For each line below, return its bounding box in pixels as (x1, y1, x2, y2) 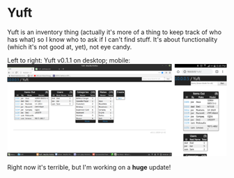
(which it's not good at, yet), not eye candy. (7, 42, 132, 51)
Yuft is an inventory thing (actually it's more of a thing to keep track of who (7, 28, 221, 36)
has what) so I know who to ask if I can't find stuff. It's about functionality (7, 35, 218, 43)
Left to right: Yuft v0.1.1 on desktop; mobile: (7, 56, 131, 64)
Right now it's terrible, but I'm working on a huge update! (7, 163, 171, 172)
